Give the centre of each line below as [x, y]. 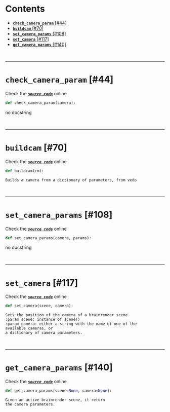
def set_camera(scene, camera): [39, 306]
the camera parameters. [30, 404]
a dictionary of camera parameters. [44, 333]
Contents [25, 9]
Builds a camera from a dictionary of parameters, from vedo [71, 180]
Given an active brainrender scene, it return [55, 400]
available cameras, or [29, 328]
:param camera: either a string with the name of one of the [71, 324]
